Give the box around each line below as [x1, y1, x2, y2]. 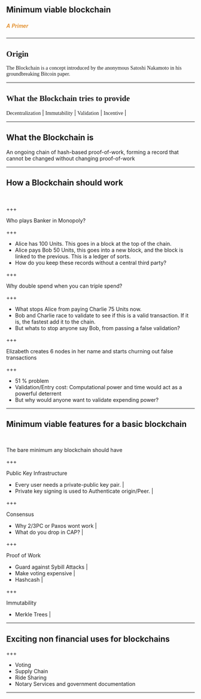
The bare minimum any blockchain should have [6, 447, 123, 454]
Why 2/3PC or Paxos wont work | [14, 523, 98, 530]
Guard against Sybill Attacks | [14, 563, 88, 570]
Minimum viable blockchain [6, 5, 111, 15]
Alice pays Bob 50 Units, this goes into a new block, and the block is [14, 246, 184, 254]
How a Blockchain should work [6, 178, 124, 188]
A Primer [6, 21, 29, 29]
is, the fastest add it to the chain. [14, 318, 96, 325]
